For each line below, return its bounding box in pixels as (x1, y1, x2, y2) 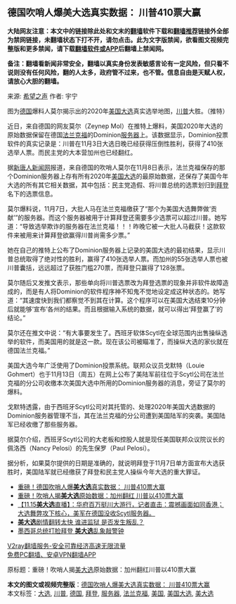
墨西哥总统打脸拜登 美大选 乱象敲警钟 (17, 527, 124, 535)
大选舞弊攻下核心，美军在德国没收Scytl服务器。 (17, 509, 156, 517)
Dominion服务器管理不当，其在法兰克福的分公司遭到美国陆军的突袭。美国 (7, 411, 220, 420)
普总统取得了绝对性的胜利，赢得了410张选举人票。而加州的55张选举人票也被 (7, 254, 228, 263)
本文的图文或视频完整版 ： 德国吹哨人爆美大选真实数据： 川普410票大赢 (7, 580, 211, 589)
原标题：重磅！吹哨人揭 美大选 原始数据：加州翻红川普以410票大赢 (7, 565, 197, 574)
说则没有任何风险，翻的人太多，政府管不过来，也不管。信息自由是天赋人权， (7, 68, 229, 76)
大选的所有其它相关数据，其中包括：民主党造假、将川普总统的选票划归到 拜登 (7, 180, 229, 189)
